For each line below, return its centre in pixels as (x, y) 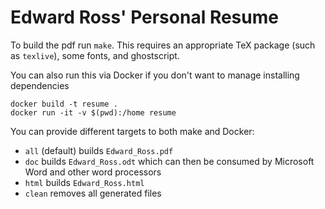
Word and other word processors (93, 172)
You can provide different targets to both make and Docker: (132, 131)
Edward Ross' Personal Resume (144, 17)
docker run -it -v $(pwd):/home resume (93, 112)
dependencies (40, 85)
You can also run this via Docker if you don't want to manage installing (155, 75)
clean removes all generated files (93, 193)
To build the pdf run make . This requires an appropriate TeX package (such (163, 45)
